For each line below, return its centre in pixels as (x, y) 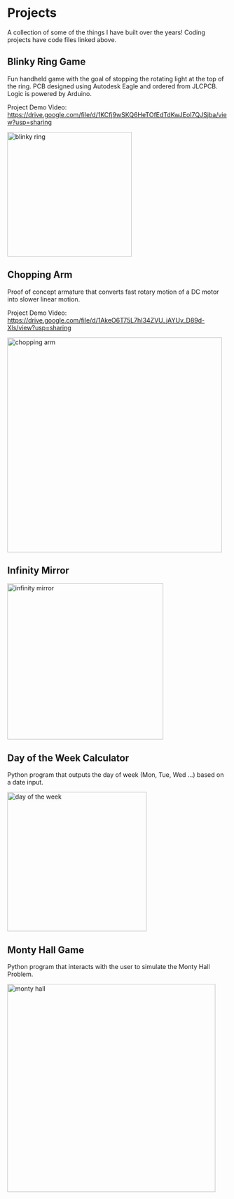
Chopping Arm (40, 275)
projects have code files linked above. (62, 39)
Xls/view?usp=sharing (39, 327)
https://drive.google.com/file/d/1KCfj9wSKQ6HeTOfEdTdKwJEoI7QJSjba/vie (117, 114)
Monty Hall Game (46, 950)
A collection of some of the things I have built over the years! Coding (106, 32)
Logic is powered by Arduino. (50, 93)
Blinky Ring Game (47, 62)
